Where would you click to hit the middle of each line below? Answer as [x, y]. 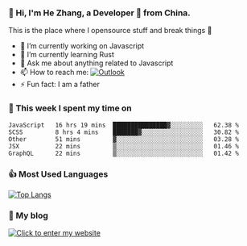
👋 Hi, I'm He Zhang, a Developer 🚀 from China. [99, 13]
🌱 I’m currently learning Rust [67, 55]
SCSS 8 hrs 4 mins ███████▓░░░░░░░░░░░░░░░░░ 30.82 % [124, 132]
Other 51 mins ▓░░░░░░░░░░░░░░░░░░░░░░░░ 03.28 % [124, 139]
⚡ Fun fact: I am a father [60, 85]
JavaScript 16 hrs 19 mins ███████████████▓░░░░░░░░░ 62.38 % [124, 125]
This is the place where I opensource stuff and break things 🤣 [110, 31]
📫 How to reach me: [54, 73]
